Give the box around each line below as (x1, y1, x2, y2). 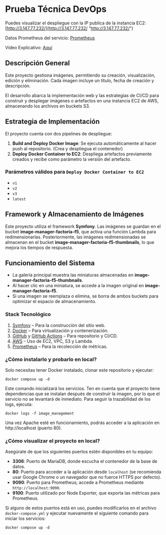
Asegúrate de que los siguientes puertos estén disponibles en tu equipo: (5, 449, 153, 455)
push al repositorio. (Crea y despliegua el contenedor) (12, 145, 123, 151)
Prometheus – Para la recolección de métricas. (12, 343, 108, 349)
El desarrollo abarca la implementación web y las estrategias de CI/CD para (5, 92, 160, 98)
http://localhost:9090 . (12, 485, 61, 491)
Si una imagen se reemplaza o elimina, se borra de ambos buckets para (12, 293, 159, 299)
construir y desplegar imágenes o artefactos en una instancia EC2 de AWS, (5, 98, 159, 104)
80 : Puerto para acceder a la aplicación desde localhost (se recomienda (12, 469, 162, 475)
